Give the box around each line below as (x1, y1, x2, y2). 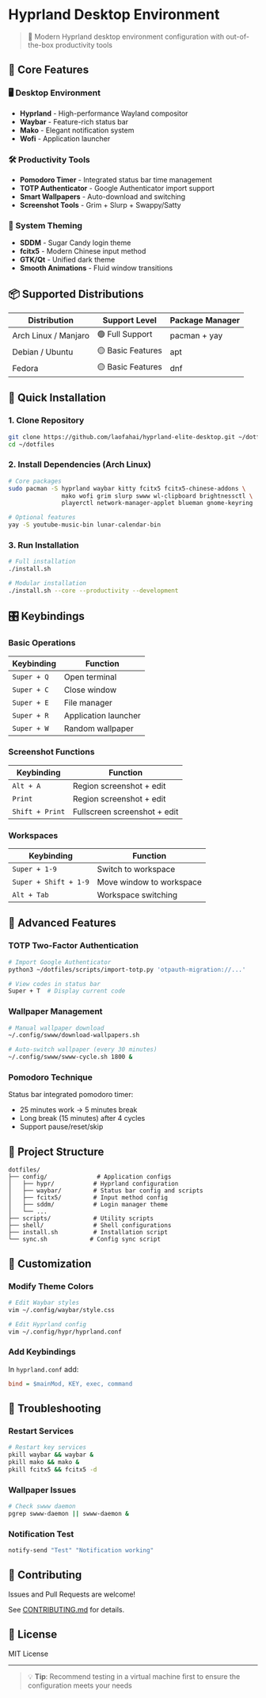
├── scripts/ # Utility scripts (8, 1214, 154, 1222)
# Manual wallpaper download (8, 1024, 104, 1032)
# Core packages (8, 477, 62, 485)
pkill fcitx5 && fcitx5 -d (8, 1465, 97, 1474)
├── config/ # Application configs (8, 1173, 172, 1181)
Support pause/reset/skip (19, 1122, 104, 1131)
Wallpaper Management (8, 1006, 103, 1017)
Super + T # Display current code (8, 987, 126, 996)
